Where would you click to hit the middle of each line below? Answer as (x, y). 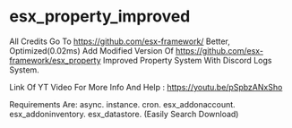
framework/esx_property (55, 60)
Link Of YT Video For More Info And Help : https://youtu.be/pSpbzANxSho (146, 87)
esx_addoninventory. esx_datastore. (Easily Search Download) (124, 114)
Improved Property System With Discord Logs (187, 60)
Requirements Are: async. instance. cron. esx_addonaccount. (122, 104)
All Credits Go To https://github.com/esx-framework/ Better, (120, 41)
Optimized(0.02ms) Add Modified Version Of (92, 50)
